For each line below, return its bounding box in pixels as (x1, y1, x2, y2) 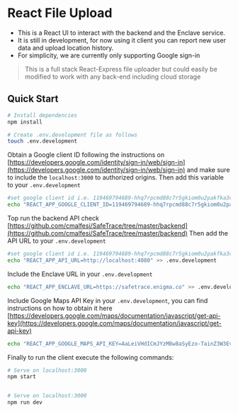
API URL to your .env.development (7, 236, 106, 245)
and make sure (186, 165, 230, 175)
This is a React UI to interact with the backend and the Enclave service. (17, 28, 225, 37)
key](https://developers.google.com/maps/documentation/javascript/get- (7, 319, 222, 327)
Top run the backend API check (7, 214, 99, 222)
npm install (7, 119, 42, 126)
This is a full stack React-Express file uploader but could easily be (24, 65, 217, 73)
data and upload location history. (17, 43, 114, 52)
